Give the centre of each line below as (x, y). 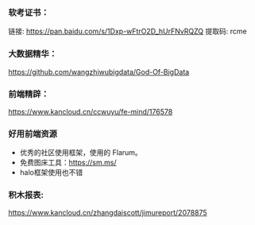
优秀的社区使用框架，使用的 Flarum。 (81, 153)
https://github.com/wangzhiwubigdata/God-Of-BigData (99, 72)
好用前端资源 (33, 134)
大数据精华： (33, 54)
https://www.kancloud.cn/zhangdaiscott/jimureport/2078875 (108, 213)
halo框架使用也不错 (51, 173)
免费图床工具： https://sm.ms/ (68, 163)
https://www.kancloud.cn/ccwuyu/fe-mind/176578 (91, 111)
